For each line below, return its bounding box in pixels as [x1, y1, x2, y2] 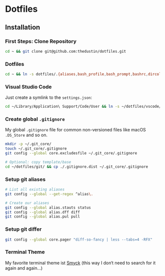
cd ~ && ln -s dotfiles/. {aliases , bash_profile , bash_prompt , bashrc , [5, 72, 148, 77]
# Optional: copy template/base [5, 160, 71, 165]
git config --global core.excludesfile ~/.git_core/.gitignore [5, 151, 137, 156]
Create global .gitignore [5, 116, 65, 123]
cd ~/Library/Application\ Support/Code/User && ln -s [5, 104, 120, 109]
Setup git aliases [5, 176, 46, 183]
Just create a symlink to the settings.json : [5, 94, 92, 100]
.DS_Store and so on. [5, 132, 48, 138]
